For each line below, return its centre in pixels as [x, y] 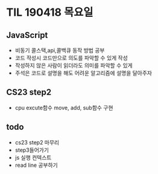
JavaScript [27, 35]
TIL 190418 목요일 [50, 12]
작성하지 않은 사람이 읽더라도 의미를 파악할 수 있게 [74, 65]
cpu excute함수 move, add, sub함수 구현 [64, 108]
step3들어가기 [32, 150]
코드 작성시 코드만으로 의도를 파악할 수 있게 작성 [71, 58]
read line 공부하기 [36, 165]
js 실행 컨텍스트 [33, 157]
